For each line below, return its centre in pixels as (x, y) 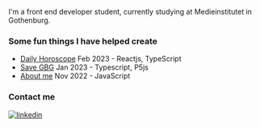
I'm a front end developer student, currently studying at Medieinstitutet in (130, 12)
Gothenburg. (29, 20)
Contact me (32, 97)
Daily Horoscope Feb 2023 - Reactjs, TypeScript (101, 59)
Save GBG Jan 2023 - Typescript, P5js (84, 67)
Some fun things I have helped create (83, 41)
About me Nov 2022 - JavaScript (75, 76)
